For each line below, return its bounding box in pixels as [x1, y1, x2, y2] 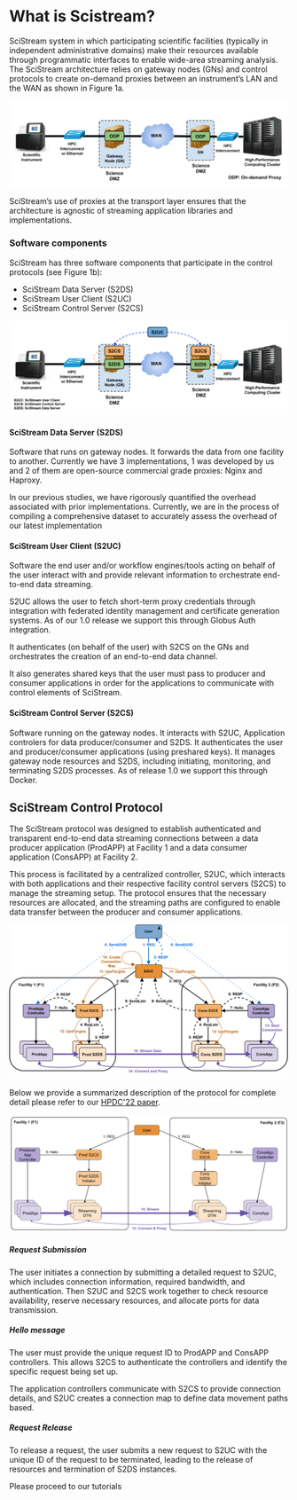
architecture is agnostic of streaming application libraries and [9, 206, 233, 216]
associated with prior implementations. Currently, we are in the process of [9, 501, 280, 512]
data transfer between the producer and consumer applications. [9, 907, 244, 917]
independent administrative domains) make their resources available [9, 44, 259, 55]
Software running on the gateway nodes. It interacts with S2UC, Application [9, 727, 285, 738]
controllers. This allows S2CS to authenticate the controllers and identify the [9, 1356, 288, 1367]
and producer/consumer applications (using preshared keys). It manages [9, 746, 276, 757]
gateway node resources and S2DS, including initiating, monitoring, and [9, 756, 271, 766]
